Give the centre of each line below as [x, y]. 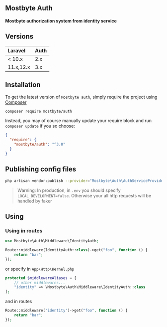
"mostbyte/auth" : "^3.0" [40, 145]
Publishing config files [41, 169]
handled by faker [35, 201]
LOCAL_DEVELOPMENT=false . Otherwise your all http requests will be [84, 195]
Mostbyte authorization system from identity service [61, 21]
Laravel [17, 50]
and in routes [19, 302]
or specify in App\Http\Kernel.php [40, 269]
